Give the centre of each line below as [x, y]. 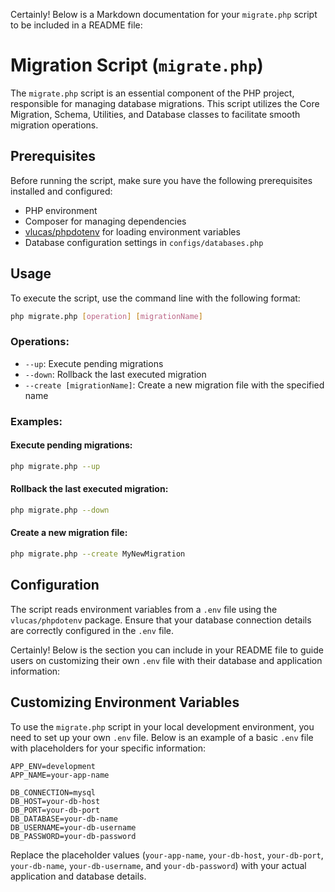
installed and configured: [61, 191]
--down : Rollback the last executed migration [115, 374]
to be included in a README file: [76, 25]
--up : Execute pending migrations [94, 363]
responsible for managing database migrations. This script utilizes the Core [165, 103]
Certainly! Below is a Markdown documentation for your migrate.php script [164, 14]
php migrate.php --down [60, 510]
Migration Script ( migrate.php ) [137, 65]
